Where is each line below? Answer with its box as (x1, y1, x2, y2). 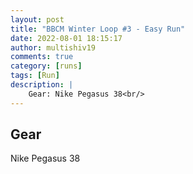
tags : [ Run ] (10, 71, 60, 81)
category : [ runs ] (10, 61, 83, 71)
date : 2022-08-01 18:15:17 (10, 33, 123, 43)
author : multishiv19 (10, 42, 97, 53)
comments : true (10, 52, 74, 62)
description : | (10, 80, 74, 90)
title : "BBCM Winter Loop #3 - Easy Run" (10, 24, 186, 34)
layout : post (10, 14, 65, 25)
